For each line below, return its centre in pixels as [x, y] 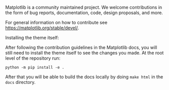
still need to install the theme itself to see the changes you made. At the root [85, 53]
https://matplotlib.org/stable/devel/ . [42, 28]
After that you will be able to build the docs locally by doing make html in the [84, 77]
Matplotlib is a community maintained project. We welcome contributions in [84, 7]
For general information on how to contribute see [56, 22]
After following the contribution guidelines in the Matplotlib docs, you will [81, 47]
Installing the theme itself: [32, 38]
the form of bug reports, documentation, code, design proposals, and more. [84, 13]
